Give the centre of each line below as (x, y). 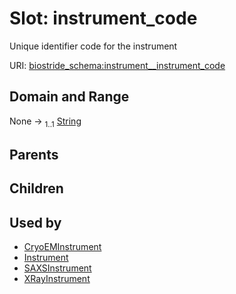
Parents (34, 154)
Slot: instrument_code (103, 18)
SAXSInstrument (57, 268)
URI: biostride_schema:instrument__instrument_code (117, 65)
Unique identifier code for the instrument (93, 46)
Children (36, 188)
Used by (35, 222)
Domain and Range (69, 97)
